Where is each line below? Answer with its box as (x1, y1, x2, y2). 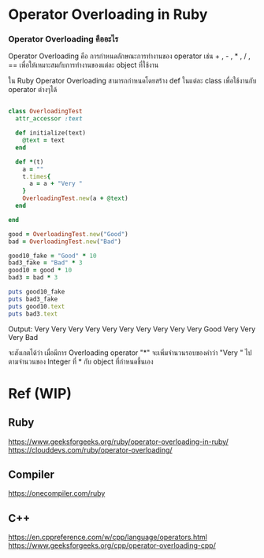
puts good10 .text (8, 302, 65, 310)
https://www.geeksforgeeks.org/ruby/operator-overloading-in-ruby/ (8, 437, 229, 446)
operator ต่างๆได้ (8, 85, 58, 94)
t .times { (22, 172, 51, 180)
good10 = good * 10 (8, 266, 73, 275)
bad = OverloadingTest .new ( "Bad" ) (8, 238, 122, 246)
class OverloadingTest (8, 108, 83, 116)
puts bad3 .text (8, 309, 58, 318)
